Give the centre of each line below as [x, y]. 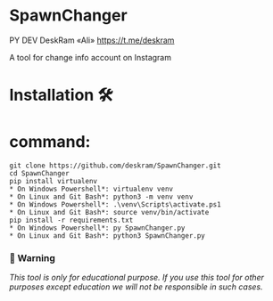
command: [50, 142]
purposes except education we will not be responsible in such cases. [136, 287]
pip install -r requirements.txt [71, 220]
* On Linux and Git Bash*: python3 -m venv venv [101, 197]
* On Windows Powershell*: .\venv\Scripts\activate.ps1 [115, 205]
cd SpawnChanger [39, 174]
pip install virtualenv [54, 182]
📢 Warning [33, 257]
